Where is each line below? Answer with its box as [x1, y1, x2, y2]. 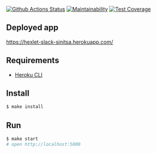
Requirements [6, 56, 59, 66]
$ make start [6, 136, 39, 142]
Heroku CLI [14, 71, 43, 78]
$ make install [6, 104, 44, 110]
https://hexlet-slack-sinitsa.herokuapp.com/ [6, 38, 114, 45]
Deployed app [6, 22, 59, 32]
